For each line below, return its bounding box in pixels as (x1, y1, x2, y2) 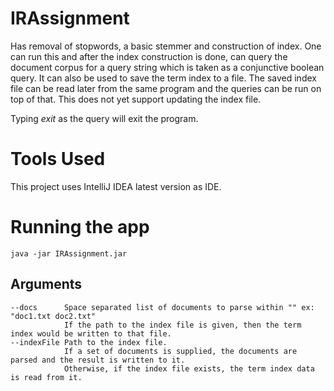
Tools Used (10, 148, 106, 171)
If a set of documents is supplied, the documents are (63, 346, 298, 356)
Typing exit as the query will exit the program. (10, 112, 199, 124)
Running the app (10, 216, 150, 239)
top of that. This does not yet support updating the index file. (10, 93, 262, 105)
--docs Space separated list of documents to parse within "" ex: (10, 302, 315, 312)
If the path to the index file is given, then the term (63, 320, 302, 330)
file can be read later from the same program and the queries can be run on (10, 82, 322, 94)
